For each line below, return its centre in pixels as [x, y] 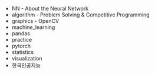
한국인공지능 [26, 65]
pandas [21, 33]
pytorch [21, 46]
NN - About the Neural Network [50, 9]
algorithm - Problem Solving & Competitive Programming [80, 15]
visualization [27, 58]
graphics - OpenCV [35, 21]
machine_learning [33, 27]
